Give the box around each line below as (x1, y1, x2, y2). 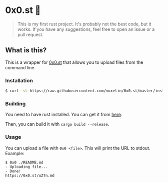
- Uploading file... (5, 164, 48, 169)
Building (5, 100, 26, 107)
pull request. (17, 31, 43, 37)
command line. (5, 64, 36, 70)
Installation (5, 77, 33, 84)
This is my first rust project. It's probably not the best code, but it (17, 21, 151, 27)
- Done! (5, 169, 21, 174)
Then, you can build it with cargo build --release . (5, 121, 109, 127)
